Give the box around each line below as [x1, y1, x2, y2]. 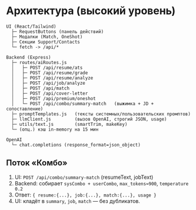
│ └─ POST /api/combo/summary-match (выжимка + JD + [11, 101, 154, 106]
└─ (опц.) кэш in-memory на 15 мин [11, 126, 99, 132]
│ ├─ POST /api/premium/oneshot [11, 95, 96, 101]
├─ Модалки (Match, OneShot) [11, 34, 83, 39]
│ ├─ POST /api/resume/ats [11, 65, 83, 71]
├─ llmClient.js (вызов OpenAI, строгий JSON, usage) [11, 116, 167, 122]
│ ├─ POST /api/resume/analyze [11, 75, 94, 81]
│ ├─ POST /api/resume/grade [11, 69, 88, 76]
